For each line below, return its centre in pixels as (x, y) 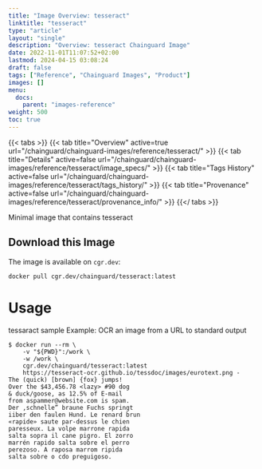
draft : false (30, 68)
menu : (17, 90)
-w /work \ (41, 359)
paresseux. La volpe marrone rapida (69, 428)
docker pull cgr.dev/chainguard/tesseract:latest (92, 276)
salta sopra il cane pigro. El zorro (71, 435)
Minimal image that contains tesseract (71, 217)
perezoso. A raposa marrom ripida (66, 449)
